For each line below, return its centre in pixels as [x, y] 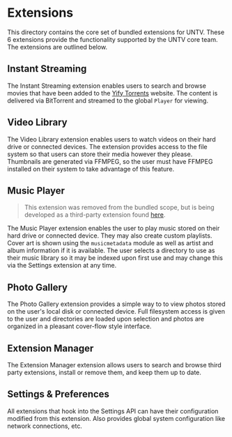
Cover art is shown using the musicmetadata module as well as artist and [110, 243]
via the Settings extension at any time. [62, 266]
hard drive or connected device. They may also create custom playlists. [110, 236]
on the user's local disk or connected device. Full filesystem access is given [116, 312]
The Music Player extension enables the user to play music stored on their [114, 229]
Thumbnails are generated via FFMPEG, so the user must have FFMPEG [110, 161]
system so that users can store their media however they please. [100, 154]
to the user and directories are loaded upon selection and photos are [106, 319]
